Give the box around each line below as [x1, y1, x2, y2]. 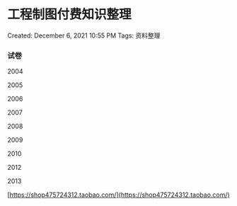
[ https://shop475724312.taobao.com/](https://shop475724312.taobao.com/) [7, 190, 230, 199]
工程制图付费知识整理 [7, 6, 132, 23]
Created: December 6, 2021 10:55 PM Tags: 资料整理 [7, 31, 161, 40]
